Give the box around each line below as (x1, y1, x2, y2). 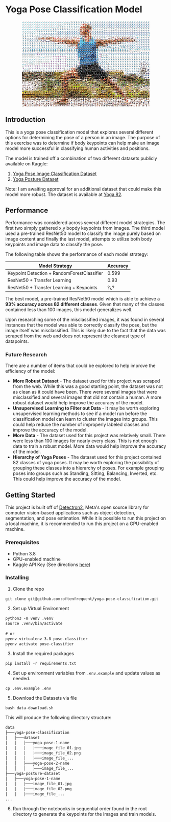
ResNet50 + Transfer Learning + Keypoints (7, 284, 98, 290)
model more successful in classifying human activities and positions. (5, 145, 150, 152)
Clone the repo (12, 586, 44, 592)
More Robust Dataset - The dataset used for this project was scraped (12, 378, 160, 384)
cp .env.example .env (5, 686, 52, 691)
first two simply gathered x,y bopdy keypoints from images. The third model (5, 225, 165, 231)
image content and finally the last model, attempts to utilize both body (5, 236, 152, 242)
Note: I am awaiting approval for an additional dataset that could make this (5, 186, 162, 192)
